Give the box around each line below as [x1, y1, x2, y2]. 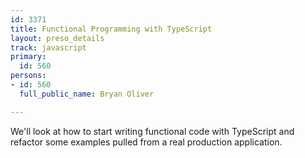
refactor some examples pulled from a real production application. [10, 136, 283, 148]
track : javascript [10, 42, 87, 53]
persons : [10, 71, 47, 81]
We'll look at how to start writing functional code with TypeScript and [10, 125, 295, 137]
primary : [10, 52, 47, 62]
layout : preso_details [10, 33, 105, 43]
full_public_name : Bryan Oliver [19, 89, 155, 99]
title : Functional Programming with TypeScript [10, 24, 213, 34]
